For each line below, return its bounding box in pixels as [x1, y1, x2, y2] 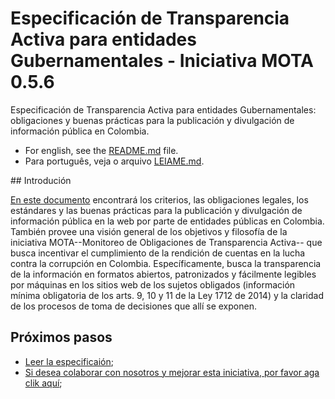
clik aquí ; [24, 377, 63, 389]
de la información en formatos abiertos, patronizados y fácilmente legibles [10, 268, 317, 280]
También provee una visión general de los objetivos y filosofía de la [10, 225, 288, 237]
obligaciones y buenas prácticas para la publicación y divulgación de [10, 114, 295, 126]
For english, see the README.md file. [24, 144, 179, 156]
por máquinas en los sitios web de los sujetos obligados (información [10, 278, 296, 291]
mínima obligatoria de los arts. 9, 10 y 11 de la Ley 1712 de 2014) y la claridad [10, 289, 324, 301]
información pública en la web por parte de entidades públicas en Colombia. [10, 215, 325, 227]
